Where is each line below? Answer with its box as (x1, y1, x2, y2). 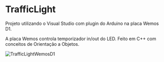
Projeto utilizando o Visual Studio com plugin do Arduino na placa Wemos (5, 20, 159, 26)
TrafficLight (5, 4, 56, 15)
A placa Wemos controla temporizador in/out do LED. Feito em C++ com (5, 36, 156, 42)
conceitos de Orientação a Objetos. (5, 41, 80, 47)
